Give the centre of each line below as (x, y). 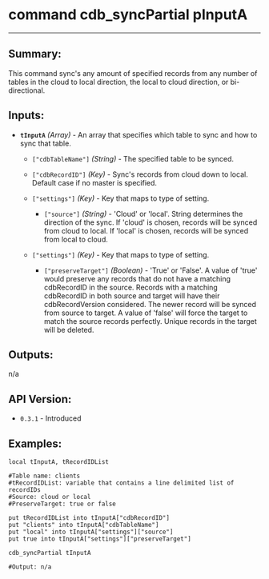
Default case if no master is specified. (94, 182)
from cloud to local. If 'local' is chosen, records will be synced (146, 230)
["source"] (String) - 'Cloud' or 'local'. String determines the (143, 214)
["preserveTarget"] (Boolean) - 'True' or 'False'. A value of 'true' (151, 270)
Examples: (35, 443)
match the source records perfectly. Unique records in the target (151, 321)
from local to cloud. (76, 239)
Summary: (35, 54)
